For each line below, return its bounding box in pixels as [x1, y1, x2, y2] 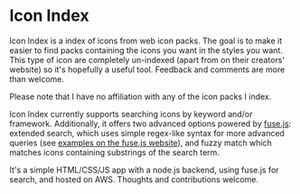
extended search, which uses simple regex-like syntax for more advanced [9, 127, 285, 138]
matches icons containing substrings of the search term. [9, 146, 220, 158]
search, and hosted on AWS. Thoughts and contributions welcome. [9, 173, 259, 185]
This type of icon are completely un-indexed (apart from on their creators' [9, 54, 286, 65]
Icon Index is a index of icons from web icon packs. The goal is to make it [9, 35, 283, 46]
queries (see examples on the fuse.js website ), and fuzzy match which [9, 137, 273, 148]
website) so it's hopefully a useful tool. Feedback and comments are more [9, 64, 286, 75]
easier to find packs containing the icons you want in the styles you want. [9, 44, 283, 55]
